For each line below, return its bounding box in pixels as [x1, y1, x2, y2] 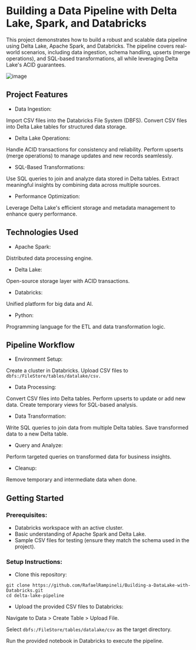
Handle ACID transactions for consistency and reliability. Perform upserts [6, 146, 184, 153]
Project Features [6, 90, 68, 100]
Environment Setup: [14, 355, 63, 363]
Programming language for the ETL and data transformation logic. [6, 323, 166, 330]
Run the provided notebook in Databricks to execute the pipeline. [6, 638, 164, 645]
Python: [14, 311, 34, 319]
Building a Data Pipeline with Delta [6, 4, 178, 18]
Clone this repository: [14, 571, 67, 578]
